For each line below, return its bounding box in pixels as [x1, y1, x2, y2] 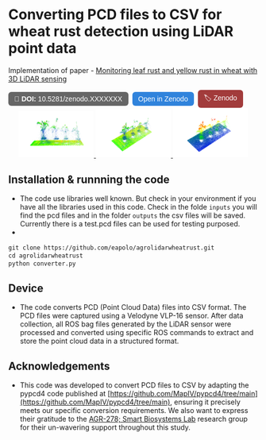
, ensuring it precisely [170, 397, 241, 407]
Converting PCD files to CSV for [8, 6, 222, 24]
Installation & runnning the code [8, 173, 170, 186]
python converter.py [8, 260, 77, 268]
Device [8, 281, 44, 295]
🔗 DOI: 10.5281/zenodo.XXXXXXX [14, 94, 123, 103]
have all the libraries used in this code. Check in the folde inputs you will [19, 203, 258, 212]
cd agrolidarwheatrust [8, 252, 83, 260]
